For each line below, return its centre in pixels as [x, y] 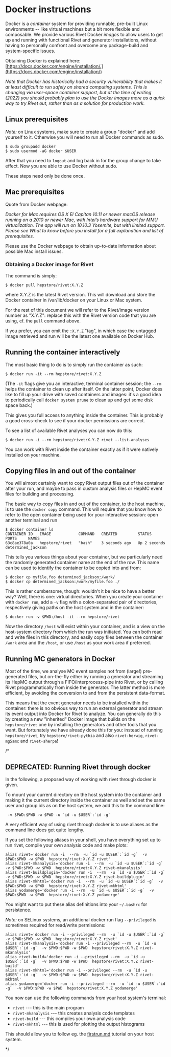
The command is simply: [31, 275]
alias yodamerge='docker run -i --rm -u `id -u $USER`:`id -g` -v [80, 891]
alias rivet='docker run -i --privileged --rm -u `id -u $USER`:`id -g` [86, 935]
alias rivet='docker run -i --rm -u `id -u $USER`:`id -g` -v [76, 855]
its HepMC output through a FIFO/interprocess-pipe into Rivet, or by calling [84, 682]
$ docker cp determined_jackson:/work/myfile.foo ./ [63, 582]
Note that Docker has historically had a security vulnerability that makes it [84, 81]
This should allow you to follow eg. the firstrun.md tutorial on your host [80, 1034]
